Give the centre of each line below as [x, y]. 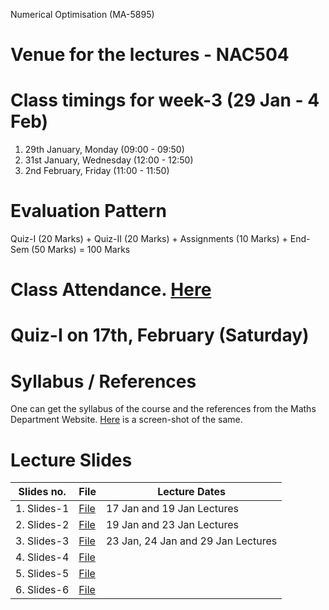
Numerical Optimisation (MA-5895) [82, 14]
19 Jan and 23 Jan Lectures [172, 525]
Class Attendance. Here [111, 290]
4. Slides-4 [42, 557]
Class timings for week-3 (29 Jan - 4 [165, 100]
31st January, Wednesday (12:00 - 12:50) [109, 160]
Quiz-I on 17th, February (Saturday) [160, 335]
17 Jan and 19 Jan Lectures [172, 509]
